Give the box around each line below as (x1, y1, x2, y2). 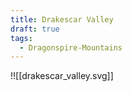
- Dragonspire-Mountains (19, 42, 123, 53)
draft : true (10, 24, 60, 34)
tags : (10, 33, 33, 43)
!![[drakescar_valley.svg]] (10, 70, 114, 82)
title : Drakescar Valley (10, 14, 114, 25)
